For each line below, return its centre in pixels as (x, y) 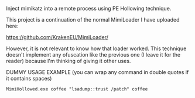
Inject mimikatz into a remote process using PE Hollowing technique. (89, 8)
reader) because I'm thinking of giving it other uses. (69, 61)
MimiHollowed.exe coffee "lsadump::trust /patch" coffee (77, 89)
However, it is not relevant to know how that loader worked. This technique (96, 48)
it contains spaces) (29, 78)
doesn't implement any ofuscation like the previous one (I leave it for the (93, 55)
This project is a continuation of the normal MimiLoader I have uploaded (93, 20)
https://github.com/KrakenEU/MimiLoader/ (57, 37)
